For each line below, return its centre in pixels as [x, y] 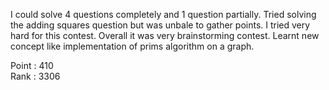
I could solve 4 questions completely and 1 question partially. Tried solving [163, 14]
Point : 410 [32, 65]
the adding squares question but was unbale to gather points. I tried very [160, 25]
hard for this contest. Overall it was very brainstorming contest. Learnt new [165, 35]
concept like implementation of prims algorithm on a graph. [132, 46]
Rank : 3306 [35, 76]
